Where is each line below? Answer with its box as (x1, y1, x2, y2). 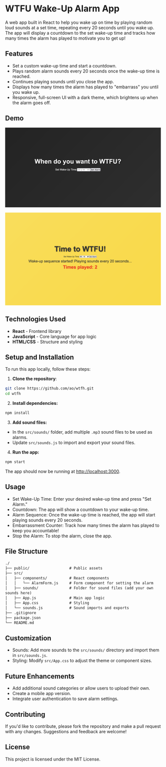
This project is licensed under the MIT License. (5, 756, 101, 762)
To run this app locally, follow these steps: (5, 366, 91, 372)
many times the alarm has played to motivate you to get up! (5, 35, 126, 41)
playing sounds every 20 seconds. (12, 517, 83, 523)
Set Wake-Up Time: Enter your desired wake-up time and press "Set (12, 496, 152, 502)
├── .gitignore (5, 611, 37, 616)
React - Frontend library (12, 328, 62, 334)
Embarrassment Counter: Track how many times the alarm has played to (12, 522, 160, 528)
